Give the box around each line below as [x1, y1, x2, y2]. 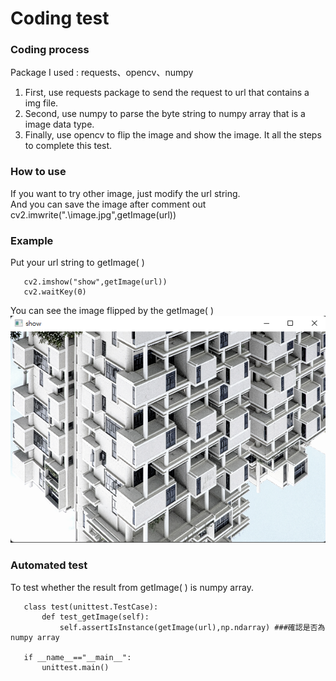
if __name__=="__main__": [23, 652, 132, 662]
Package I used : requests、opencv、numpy [10, 67, 194, 79]
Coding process [10, 43, 90, 57]
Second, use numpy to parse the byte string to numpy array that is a [24, 108, 306, 120]
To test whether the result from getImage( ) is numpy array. [10, 581, 254, 593]
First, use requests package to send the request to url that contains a [24, 87, 310, 99]
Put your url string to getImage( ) [10, 257, 145, 269]
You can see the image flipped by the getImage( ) [10, 305, 215, 317]
